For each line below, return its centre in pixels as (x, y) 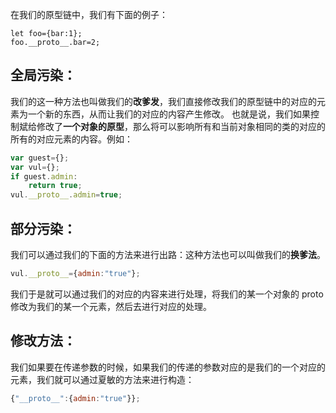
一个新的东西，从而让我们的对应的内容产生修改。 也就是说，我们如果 (169, 114)
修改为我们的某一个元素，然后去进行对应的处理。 (111, 306)
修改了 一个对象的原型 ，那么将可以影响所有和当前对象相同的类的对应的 (181, 126)
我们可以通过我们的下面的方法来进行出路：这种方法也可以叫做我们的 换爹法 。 (168, 254)
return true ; (55, 186)
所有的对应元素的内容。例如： (71, 139)
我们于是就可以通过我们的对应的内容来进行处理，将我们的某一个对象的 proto (167, 294)
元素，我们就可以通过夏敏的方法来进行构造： (102, 379)
